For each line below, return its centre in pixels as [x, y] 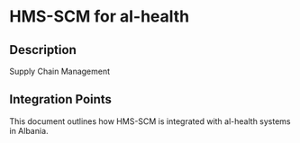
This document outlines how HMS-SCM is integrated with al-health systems [150, 121]
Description [43, 50]
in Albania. [29, 130]
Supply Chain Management [60, 71]
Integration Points [61, 99]
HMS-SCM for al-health [100, 17]
